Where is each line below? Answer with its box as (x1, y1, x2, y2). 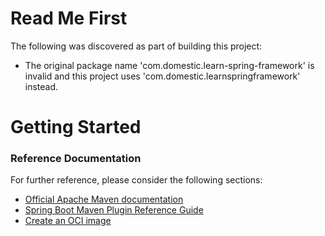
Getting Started (10, 116, 142, 139)
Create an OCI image (24, 215, 112, 227)
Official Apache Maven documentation (24, 193, 184, 206)
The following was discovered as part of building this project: (10, 40, 263, 52)
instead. (24, 80, 59, 92)
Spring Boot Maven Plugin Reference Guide (24, 204, 204, 216)
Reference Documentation (10, 152, 142, 166)
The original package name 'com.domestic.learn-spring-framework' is (24, 59, 315, 71)
